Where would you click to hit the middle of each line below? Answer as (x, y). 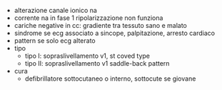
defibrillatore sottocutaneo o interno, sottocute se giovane (110, 79)
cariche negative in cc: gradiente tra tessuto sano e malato (100, 25)
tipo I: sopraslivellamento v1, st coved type (87, 56)
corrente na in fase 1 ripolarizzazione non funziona (89, 18)
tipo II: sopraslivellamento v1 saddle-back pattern (97, 63)
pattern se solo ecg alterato (55, 41)
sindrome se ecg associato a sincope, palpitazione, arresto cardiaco (115, 33)
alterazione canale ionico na (56, 10)
